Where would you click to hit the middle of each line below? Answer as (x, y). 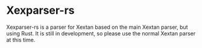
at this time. (21, 40)
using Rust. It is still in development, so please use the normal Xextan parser (101, 33)
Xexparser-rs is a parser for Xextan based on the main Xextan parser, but (97, 27)
